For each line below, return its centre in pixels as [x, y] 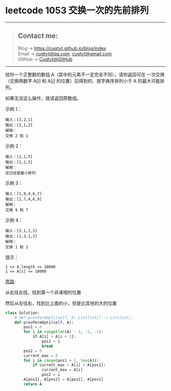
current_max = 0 [41, 356]
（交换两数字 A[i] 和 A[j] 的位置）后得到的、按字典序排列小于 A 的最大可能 [83, 81]
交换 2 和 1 [17, 136]
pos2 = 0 [33, 351]
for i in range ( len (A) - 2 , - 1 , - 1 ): [64, 332]
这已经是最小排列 [21, 173]
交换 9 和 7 [17, 210]
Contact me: [38, 36]
